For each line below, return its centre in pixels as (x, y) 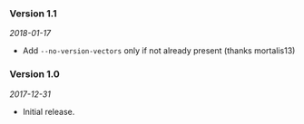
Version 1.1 (33, 14)
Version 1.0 (35, 74)
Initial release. (49, 111)
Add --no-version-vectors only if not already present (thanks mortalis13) (159, 51)
